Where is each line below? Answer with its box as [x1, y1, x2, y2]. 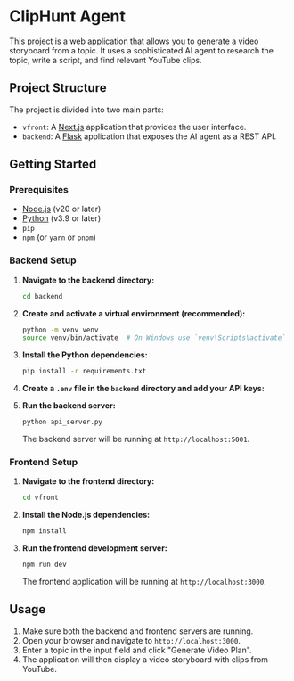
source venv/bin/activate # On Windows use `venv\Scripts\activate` [21, 333, 287, 342]
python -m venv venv [21, 325, 99, 334]
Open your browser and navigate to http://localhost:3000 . [21, 635, 241, 645]
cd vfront [21, 493, 60, 503]
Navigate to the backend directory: [21, 275, 155, 285]
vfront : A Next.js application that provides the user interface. [21, 121, 247, 132]
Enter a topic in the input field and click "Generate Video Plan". [21, 644, 252, 655]
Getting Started [9, 157, 97, 172]
